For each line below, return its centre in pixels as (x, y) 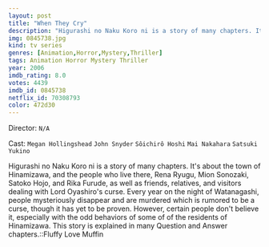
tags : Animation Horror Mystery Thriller (78, 61)
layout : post (30, 16)
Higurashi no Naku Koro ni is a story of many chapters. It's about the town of (134, 166)
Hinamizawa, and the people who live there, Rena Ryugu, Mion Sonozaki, (129, 175)
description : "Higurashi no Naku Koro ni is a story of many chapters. (130, 30)
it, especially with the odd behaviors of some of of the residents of (118, 217)
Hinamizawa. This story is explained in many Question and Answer (118, 226)
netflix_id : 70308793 (44, 98)
